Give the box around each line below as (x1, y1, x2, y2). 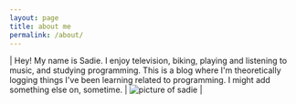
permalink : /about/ (9, 30, 84, 39)
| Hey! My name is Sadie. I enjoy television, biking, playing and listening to (9, 56, 288, 67)
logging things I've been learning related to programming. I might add (9, 75, 271, 86)
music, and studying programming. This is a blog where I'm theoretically (9, 65, 281, 76)
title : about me (9, 22, 71, 31)
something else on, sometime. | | (9, 84, 203, 96)
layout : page (9, 13, 59, 23)
